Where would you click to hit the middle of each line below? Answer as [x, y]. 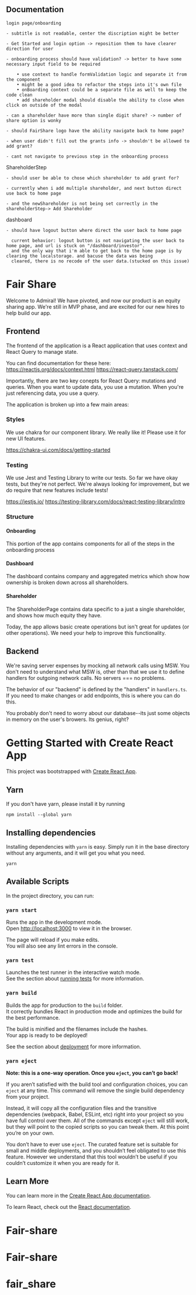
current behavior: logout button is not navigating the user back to [98, 240]
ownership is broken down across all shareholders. [67, 583]
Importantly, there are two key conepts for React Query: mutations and [91, 381]
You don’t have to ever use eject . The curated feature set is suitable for [92, 1144]
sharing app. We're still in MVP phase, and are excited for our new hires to [95, 306]
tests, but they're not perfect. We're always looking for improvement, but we [98, 484]
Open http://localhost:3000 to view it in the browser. [69, 928]
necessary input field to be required [53, 64]
